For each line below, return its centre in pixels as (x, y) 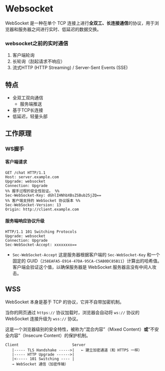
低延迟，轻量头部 (30, 116)
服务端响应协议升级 (25, 221)
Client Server (45, 345)
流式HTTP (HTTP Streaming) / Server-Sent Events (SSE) (70, 68)
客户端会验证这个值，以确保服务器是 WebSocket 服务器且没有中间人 (82, 267)
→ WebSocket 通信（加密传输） (40, 364)
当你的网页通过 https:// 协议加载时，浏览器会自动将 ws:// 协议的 (72, 312)
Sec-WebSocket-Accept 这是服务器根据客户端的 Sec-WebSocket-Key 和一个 (86, 255)
